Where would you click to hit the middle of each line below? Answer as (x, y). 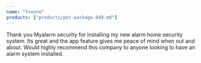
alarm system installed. (35, 53)
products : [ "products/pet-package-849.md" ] (62, 17)
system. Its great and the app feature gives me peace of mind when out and (101, 41)
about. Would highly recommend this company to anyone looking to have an (101, 47)
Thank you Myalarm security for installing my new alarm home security (94, 34)
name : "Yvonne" (25, 12)
